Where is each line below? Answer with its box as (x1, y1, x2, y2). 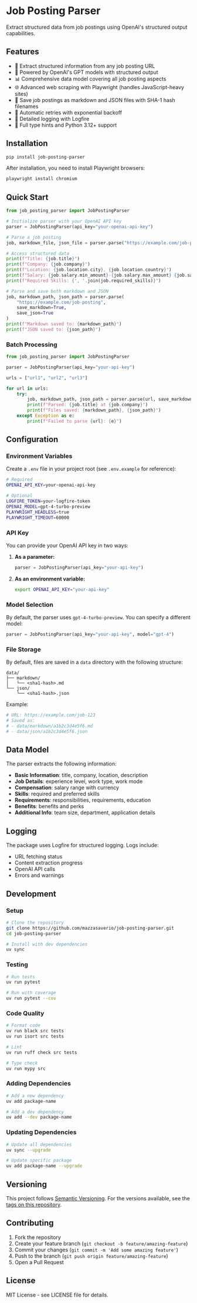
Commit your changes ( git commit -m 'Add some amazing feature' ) (14, 1246, 179, 1253)
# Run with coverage (6, 990, 57, 996)
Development (6, 889, 57, 899)
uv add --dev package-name (6, 1114, 72, 1120)
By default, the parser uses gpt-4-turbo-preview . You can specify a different (6, 613, 191, 620)
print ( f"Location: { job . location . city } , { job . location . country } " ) (6, 267, 172, 273)
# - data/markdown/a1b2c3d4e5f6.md (6, 723, 93, 729)
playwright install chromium (6, 176, 77, 182)
